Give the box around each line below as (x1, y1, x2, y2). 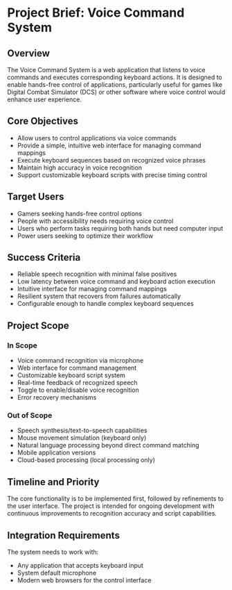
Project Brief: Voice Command (7, 5, 185, 21)
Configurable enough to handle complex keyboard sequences (17, 300, 194, 308)
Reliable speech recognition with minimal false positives (17, 270, 177, 279)
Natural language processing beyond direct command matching (17, 441, 199, 450)
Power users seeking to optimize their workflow (17, 231, 154, 240)
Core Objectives (7, 115, 78, 127)
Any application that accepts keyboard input (17, 562, 144, 570)
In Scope (7, 341, 38, 350)
